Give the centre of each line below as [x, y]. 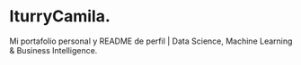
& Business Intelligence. [53, 50]
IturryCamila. [60, 16]
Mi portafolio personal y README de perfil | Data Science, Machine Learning [151, 41]
